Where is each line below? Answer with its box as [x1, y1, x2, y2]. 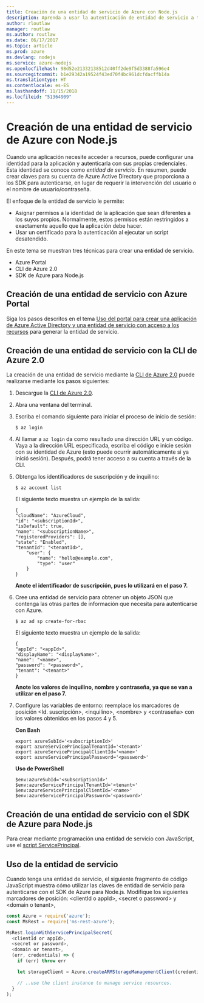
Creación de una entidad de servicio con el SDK [6, 809, 190, 820]
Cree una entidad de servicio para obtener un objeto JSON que [15, 594, 174, 601]
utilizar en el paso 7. [15, 690, 67, 697]
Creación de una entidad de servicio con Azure [6, 289, 188, 300]
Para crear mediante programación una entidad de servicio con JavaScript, [6, 835, 194, 842]
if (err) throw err [17, 958, 67, 964]
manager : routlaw [6, 26, 50, 32]
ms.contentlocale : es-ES [6, 83, 69, 89]
